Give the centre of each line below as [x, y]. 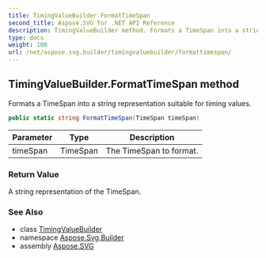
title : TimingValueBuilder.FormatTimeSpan [79, 15]
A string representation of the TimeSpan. [75, 192]
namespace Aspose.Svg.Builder [72, 237]
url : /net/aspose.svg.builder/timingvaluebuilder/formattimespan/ [120, 52]
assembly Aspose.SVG [57, 246]
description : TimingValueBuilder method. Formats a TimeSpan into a [123, 30]
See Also [26, 212]
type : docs [26, 38]
